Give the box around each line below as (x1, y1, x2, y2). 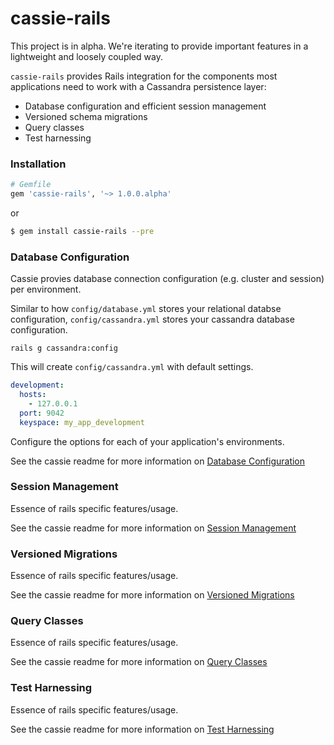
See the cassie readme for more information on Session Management (10, 522, 297, 534)
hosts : (19, 390, 47, 400)
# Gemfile (10, 180, 52, 190)
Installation (10, 157, 67, 171)
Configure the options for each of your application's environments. (10, 435, 285, 447)
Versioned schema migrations (24, 110, 148, 122)
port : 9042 (19, 408, 65, 418)
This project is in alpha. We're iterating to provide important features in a (10, 40, 309, 52)
